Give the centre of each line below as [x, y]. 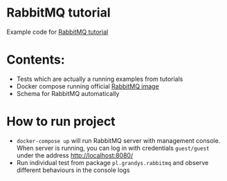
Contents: [36, 60]
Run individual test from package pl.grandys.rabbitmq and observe [112, 162]
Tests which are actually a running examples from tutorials [100, 79]
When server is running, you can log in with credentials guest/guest [113, 148]
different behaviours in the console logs [73, 170]
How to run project [61, 122]
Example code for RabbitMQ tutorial [57, 32]
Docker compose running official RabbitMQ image [88, 86]
